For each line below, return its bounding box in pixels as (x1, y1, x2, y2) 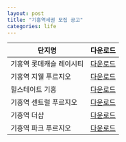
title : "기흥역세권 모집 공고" (7, 16, 84, 23)
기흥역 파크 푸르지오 (10, 123, 72, 133)
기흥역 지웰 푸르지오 (10, 72, 72, 82)
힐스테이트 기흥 (10, 85, 57, 95)
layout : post (7, 10, 45, 17)
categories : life (7, 23, 57, 29)
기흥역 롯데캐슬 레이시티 (10, 59, 84, 69)
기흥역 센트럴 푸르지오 (10, 97, 77, 107)
